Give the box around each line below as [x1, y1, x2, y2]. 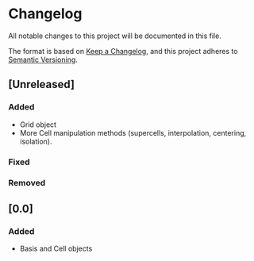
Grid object [19, 120, 57, 129]
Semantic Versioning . [8, 55, 78, 64]
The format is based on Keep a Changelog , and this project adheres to [8, 46, 238, 56]
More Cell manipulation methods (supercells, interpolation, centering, [19, 128, 247, 137]
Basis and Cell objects [19, 244, 93, 254]
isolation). [19, 136, 52, 146]
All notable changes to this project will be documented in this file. [8, 31, 222, 40]
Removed [8, 178, 46, 189]
